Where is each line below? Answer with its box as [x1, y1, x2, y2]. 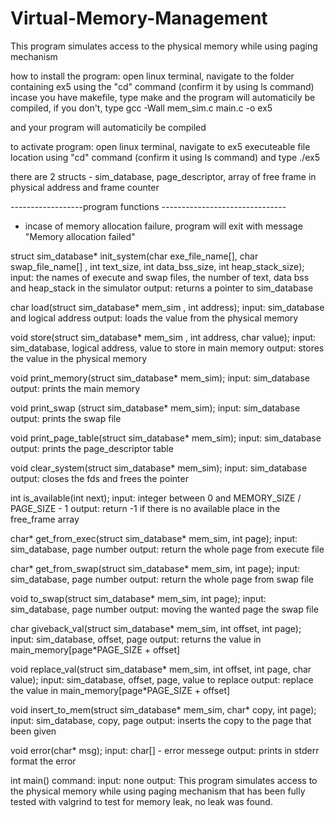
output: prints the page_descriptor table [10, 442, 174, 454]
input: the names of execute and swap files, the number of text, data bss [10, 271, 310, 283]
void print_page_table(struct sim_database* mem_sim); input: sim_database [10, 432, 322, 444]
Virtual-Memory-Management [10, 7, 268, 30]
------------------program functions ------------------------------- [10, 200, 287, 212]
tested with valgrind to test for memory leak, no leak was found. [10, 795, 273, 807]
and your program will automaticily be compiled [10, 121, 207, 133]
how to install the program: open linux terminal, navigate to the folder [10, 70, 295, 82]
